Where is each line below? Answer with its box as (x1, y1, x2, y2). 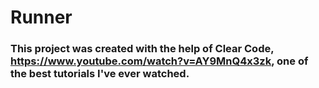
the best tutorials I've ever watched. (10, 67, 190, 81)
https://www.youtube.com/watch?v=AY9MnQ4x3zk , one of (10, 54, 309, 68)
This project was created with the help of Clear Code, (10, 42, 275, 56)
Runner (10, 6, 73, 29)
